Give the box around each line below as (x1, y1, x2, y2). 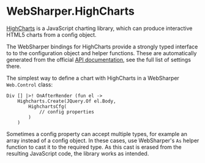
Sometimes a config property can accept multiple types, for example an (6, 130, 188, 137)
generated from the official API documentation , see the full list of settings (6, 56, 192, 63)
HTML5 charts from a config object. (6, 31, 97, 38)
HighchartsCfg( (28, 103, 67, 110)
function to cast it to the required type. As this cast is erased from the (6, 143, 182, 151)
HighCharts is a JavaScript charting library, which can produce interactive (6, 25, 193, 32)
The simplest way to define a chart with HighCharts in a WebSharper (6, 74, 179, 81)
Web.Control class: (6, 81, 53, 88)
